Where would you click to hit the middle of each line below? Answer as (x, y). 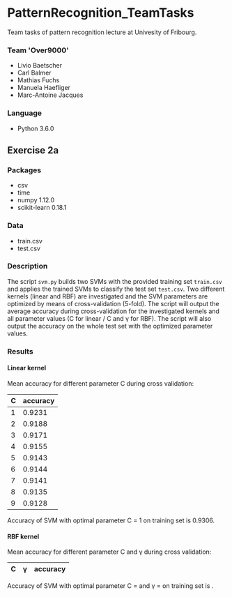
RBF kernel (23, 536)
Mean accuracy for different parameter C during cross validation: (100, 383)
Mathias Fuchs (38, 80)
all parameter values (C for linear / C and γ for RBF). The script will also (109, 318)
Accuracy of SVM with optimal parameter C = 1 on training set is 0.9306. (111, 520)
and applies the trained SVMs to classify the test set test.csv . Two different (116, 289)
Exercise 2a (33, 150)
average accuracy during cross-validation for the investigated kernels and (113, 311)
